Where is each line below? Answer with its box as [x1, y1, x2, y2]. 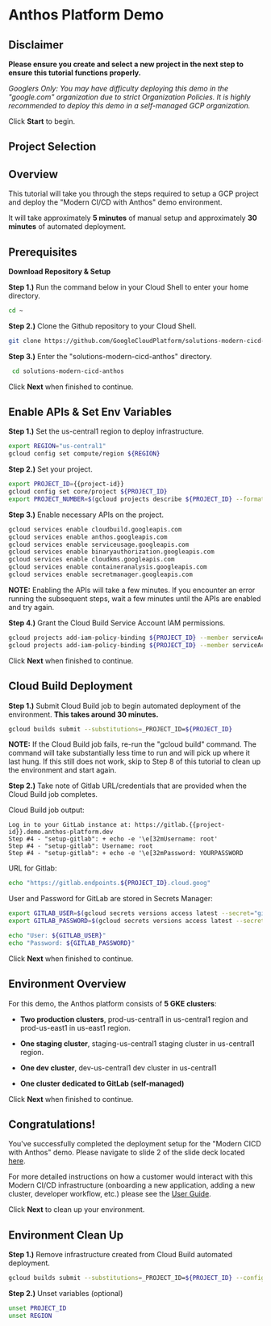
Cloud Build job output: [8, 805, 85, 815]
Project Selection [8, 140, 97, 154]
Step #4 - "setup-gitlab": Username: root [8, 842, 153, 850]
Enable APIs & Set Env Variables [8, 405, 172, 419]
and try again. [8, 602, 55, 612]
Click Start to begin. [8, 117, 75, 126]
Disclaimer [8, 38, 64, 52]
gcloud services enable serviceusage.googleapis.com [8, 540, 190, 549]
